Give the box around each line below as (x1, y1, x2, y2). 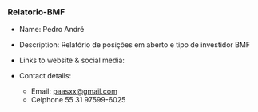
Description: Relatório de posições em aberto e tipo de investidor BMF (18, 40, 251, 50)
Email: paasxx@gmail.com (30, 86, 117, 96)
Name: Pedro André (18, 25, 85, 34)
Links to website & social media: (18, 55, 125, 66)
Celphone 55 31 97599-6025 (30, 95, 126, 105)
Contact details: (18, 71, 72, 81)
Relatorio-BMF (7, 6, 65, 18)
